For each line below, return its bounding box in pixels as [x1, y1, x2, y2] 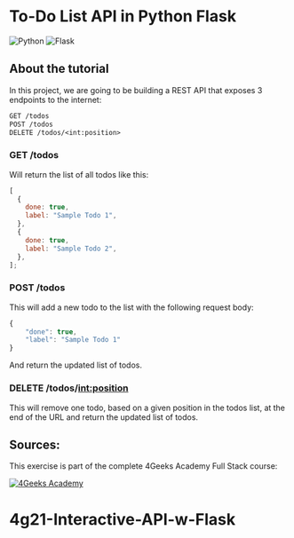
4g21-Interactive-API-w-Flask [9, 509, 236, 529]
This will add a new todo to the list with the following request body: [9, 302, 255, 313]
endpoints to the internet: [9, 94, 102, 105]
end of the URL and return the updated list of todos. [9, 411, 198, 423]
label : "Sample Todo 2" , [25, 244, 117, 253]
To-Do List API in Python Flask [9, 6, 237, 27]
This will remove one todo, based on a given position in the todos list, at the [9, 402, 286, 413]
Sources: [9, 437, 60, 452]
